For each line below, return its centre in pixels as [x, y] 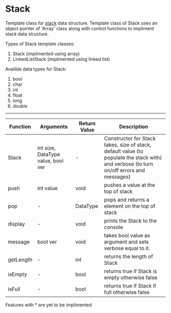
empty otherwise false [131, 277]
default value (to [124, 151]
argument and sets [126, 242]
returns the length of [129, 256]
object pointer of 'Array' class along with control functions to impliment [80, 28]
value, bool [50, 160]
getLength [20, 259]
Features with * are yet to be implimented [49, 305]
